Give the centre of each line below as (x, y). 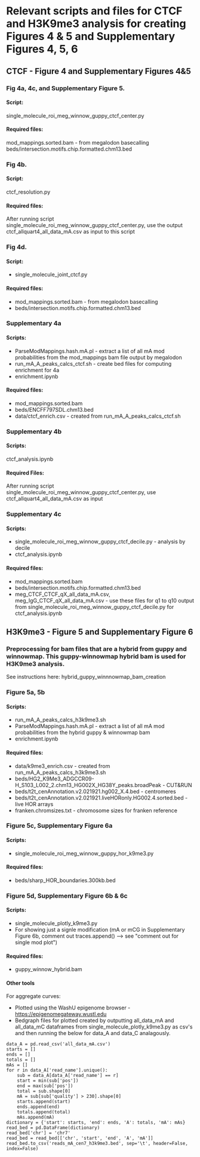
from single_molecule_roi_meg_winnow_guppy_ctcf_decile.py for (94, 607)
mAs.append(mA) (36, 1118)
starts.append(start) (44, 1102)
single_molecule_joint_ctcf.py (51, 275)
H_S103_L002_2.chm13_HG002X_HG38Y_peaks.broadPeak (88, 785)
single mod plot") (36, 942)
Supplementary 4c (34, 514)
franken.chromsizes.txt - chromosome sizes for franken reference (96, 810)
